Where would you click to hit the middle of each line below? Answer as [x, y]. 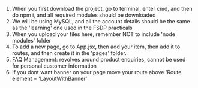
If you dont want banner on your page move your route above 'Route [97, 72]
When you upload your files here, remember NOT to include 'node [94, 34]
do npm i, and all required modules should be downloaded [84, 15]
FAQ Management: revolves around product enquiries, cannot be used [99, 60]
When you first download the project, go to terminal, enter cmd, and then [102, 9]
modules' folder [31, 40]
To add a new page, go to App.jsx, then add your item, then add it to [96, 47]
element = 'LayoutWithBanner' [49, 78]
